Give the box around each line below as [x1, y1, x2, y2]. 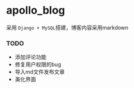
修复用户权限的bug [14, 61, 61, 68]
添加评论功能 [14, 54, 46, 61]
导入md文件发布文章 [14, 68, 65, 76]
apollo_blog [6, 4, 66, 17]
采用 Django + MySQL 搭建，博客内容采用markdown [6, 24, 129, 31]
